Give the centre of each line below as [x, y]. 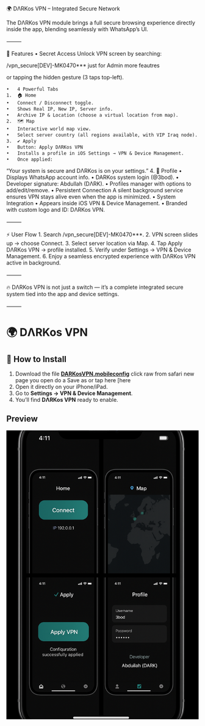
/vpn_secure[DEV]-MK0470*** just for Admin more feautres [83, 65]
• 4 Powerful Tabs [33, 89]
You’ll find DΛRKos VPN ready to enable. [67, 400]
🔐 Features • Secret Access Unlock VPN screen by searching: [84, 53]
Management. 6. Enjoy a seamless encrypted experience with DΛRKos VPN [101, 256]
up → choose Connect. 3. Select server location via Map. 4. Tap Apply [95, 243]
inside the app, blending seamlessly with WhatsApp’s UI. [77, 29]
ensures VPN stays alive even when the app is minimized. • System [91, 197]
